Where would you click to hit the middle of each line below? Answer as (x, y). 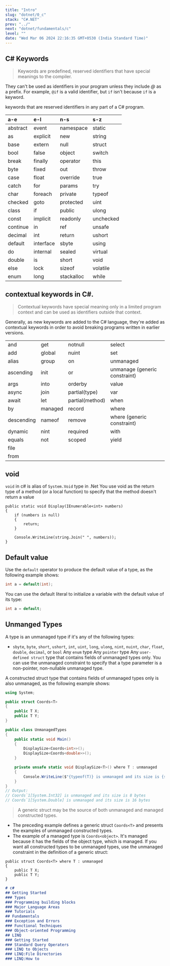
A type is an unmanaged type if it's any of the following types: (70, 637)
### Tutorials (20, 912)
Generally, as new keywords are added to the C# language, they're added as (85, 322)
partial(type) (83, 392)
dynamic (18, 431)
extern (41, 144)
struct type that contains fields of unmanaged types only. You (96, 657)
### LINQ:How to (22, 959)
